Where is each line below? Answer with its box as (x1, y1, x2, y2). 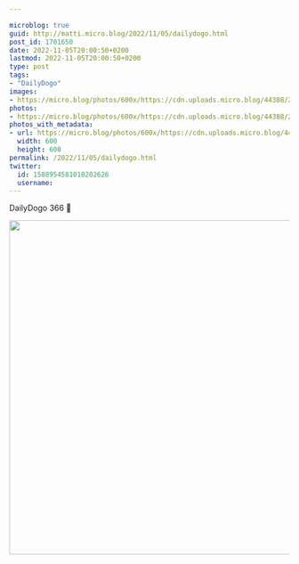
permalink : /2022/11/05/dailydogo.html (9, 153, 158, 162)
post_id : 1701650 (9, 37, 74, 46)
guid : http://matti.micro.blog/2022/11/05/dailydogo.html (9, 29, 229, 38)
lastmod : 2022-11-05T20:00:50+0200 (9, 54, 141, 63)
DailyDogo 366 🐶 (9, 202, 72, 214)
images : (9, 86, 38, 96)
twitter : (9, 161, 42, 170)
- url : (9, 128, 34, 138)
